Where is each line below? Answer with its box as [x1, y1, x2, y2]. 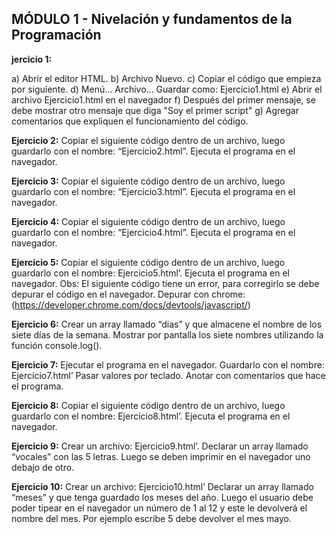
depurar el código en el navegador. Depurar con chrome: [11, 288, 246, 300]
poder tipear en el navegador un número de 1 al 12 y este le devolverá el [11, 502, 308, 514]
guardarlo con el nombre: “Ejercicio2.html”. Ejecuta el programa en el [11, 145, 296, 157]
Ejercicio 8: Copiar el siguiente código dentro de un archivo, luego [11, 399, 286, 411]
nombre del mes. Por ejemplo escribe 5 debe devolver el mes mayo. [11, 512, 292, 524]
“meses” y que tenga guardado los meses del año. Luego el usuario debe [11, 491, 314, 503]
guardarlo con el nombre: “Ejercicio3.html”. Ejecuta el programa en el [11, 185, 296, 197]
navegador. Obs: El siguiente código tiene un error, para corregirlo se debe [11, 277, 320, 289]
